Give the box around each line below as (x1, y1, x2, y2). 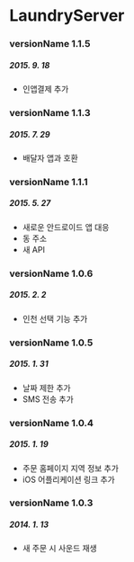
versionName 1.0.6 (9, 267, 94, 280)
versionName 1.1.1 (9, 175, 88, 188)
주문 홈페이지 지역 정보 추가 (22, 462, 120, 473)
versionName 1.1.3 (9, 107, 91, 119)
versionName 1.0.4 (9, 416, 94, 429)
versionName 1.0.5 (9, 336, 94, 349)
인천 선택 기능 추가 (22, 313, 88, 324)
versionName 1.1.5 (9, 38, 91, 50)
